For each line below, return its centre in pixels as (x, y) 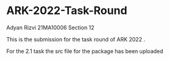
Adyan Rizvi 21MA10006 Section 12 (50, 27)
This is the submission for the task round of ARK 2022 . (76, 39)
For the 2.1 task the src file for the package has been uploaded (85, 51)
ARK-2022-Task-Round (67, 11)
